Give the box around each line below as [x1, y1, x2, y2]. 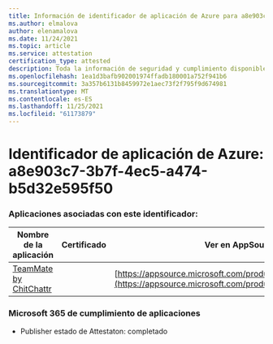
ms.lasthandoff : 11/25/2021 [8, 102, 104, 110]
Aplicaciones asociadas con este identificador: [8, 209, 198, 220]
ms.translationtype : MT [8, 87, 89, 96]
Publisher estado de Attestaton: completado [19, 326, 168, 336]
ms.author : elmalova [8, 19, 79, 28]
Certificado [61, 239, 107, 251]
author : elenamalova [8, 27, 79, 35]
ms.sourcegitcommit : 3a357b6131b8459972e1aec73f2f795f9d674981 [8, 80, 227, 88]
